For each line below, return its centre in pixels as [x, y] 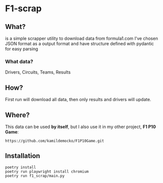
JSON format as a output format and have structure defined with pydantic [80, 44]
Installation [23, 156]
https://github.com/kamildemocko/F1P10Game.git [55, 141]
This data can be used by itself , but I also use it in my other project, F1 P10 [81, 127]
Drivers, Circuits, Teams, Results [38, 72]
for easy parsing [22, 49]
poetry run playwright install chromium [47, 171]
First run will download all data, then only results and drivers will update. [78, 100]
